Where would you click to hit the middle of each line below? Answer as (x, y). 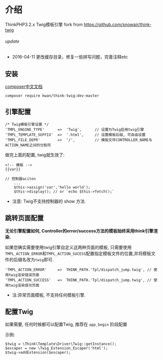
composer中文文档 (24, 86)
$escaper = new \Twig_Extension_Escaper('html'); (57, 348)
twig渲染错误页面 (24, 275)
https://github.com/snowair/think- (118, 24)
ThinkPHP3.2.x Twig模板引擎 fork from (44, 24)
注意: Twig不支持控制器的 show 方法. (49, 201)
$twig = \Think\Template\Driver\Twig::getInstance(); (61, 344)
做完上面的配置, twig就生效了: (35, 155)
